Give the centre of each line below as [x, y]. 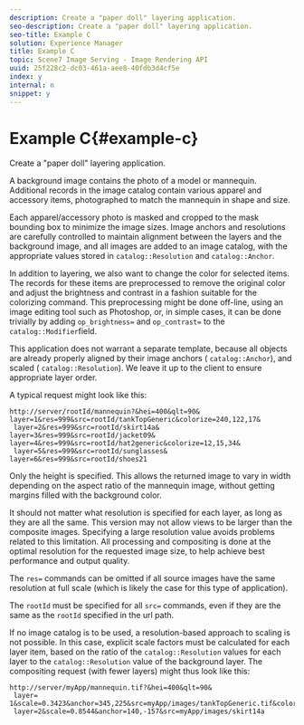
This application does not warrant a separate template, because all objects [148, 348]
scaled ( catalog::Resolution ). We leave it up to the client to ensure [136, 368]
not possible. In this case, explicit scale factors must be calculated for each [150, 643]
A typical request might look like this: [78, 396]
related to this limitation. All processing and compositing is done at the [140, 542]
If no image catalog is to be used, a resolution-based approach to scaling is [150, 633]
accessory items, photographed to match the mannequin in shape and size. [150, 200]
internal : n [32, 85]
